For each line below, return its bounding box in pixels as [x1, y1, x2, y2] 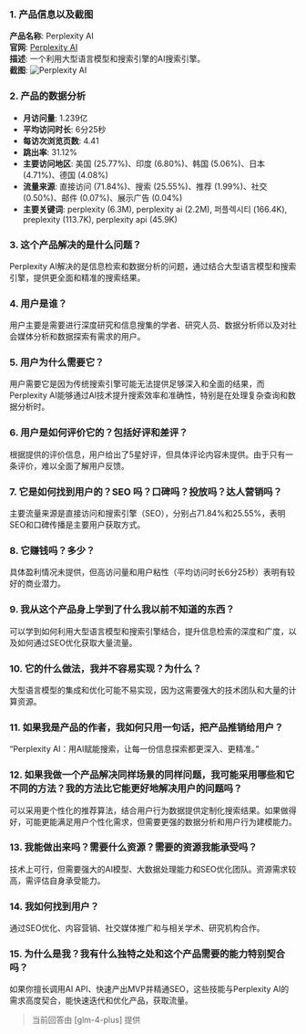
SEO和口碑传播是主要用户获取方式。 [9, 519, 146, 530]
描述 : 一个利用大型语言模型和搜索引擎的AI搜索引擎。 [9, 53, 206, 65]
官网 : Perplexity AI [9, 42, 78, 53]
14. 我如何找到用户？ [9, 900, 100, 913]
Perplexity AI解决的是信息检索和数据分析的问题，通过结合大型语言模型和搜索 [9, 260, 297, 271]
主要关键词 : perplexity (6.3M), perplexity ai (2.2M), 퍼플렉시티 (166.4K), [22, 204, 288, 214]
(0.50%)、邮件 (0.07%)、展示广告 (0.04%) [22, 192, 183, 203]
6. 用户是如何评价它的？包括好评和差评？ [9, 426, 189, 439]
